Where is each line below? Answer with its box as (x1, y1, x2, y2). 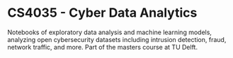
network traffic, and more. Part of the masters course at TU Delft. (7, 43, 198, 51)
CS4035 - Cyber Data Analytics (7, 5, 198, 21)
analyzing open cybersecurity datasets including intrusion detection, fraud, (7, 35, 227, 43)
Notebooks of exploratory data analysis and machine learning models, (7, 28, 212, 36)
